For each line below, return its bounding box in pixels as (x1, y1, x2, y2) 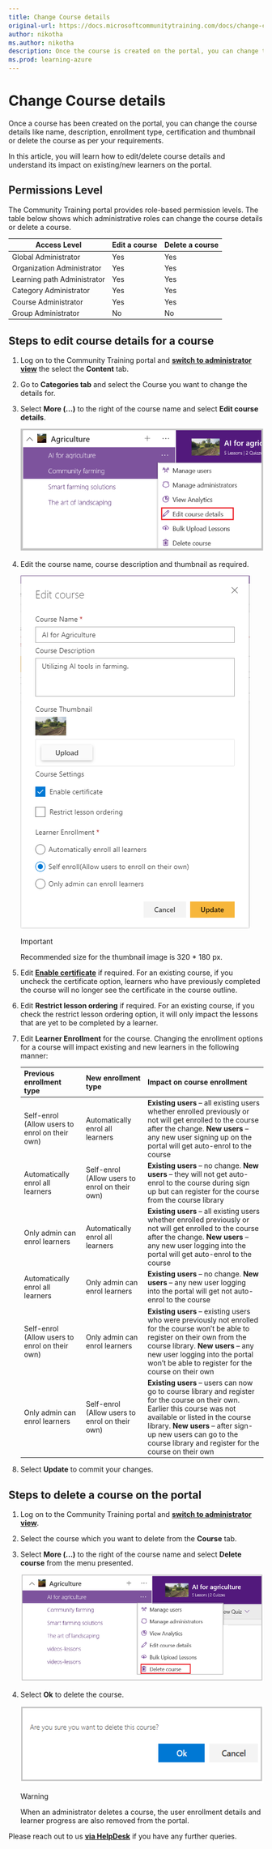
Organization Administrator (11, 263, 102, 273)
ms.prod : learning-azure (8, 56, 92, 64)
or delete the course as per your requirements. (8, 135, 164, 145)
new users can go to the (157, 1429, 239, 1439)
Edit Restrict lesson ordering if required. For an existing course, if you (19, 1000, 255, 1010)
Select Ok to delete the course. (19, 1689, 124, 1700)
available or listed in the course (147, 1412, 252, 1421)
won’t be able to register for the (147, 1357, 253, 1368)
